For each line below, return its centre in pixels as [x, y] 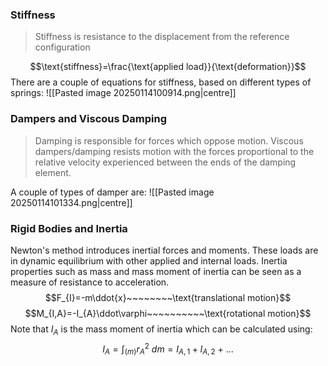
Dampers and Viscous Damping [89, 119]
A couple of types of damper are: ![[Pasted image [112, 192]
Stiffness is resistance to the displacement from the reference [162, 37]
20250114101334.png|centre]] [71, 202]
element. [53, 172]
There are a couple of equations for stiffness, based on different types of [161, 82]
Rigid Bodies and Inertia [69, 228]
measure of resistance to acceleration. [90, 282]
